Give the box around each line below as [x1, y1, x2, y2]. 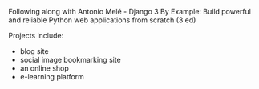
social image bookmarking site [19, 55, 122, 64]
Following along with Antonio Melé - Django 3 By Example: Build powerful [8, 7, 251, 16]
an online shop [19, 63, 70, 73]
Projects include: [8, 31, 64, 40]
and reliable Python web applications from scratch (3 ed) [8, 15, 196, 25]
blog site [19, 47, 50, 55]
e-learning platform [19, 72, 84, 81]
